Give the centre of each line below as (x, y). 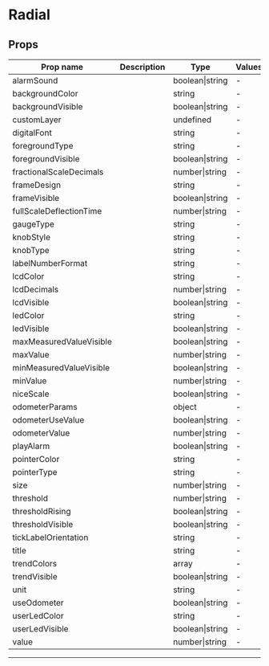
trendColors (35, 564)
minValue (30, 381)
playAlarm (31, 446)
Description (143, 67)
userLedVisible (40, 629)
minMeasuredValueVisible (61, 368)
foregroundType (43, 146)
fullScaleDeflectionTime (57, 211)
